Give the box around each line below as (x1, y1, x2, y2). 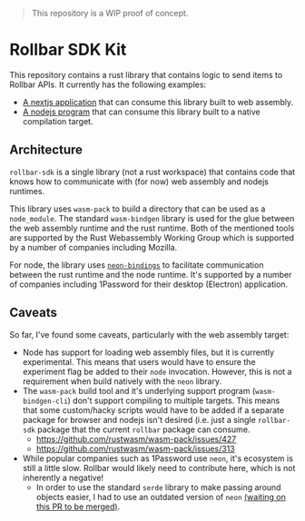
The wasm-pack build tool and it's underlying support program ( (22, 385, 256, 396)
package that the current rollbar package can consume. (37, 424, 251, 435)
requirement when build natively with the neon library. (22, 376, 222, 387)
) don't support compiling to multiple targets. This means (67, 395, 280, 406)
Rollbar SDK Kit (9, 40, 127, 60)
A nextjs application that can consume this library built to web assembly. (22, 96, 294, 107)
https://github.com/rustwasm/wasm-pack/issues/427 (35, 433, 237, 444)
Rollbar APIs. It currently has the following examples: (9, 79, 207, 90)
